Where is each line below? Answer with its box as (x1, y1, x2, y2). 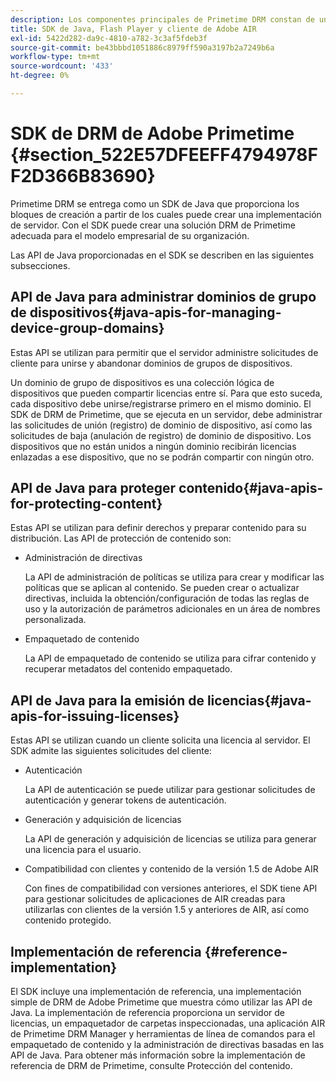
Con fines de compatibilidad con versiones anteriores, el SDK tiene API (24, 882, 318, 895)
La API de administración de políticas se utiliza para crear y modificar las (24, 571, 325, 583)
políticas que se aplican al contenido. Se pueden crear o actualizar (24, 582, 300, 594)
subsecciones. (10, 259, 71, 271)
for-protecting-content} (10, 496, 163, 513)
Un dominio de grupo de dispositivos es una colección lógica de (10, 376, 275, 388)
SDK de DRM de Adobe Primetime (10, 122, 295, 145)
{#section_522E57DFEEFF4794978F (10, 144, 318, 166)
